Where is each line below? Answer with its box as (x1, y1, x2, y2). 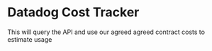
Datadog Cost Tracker (7, 4, 140, 21)
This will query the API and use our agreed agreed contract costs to (7, 28, 206, 36)
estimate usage (7, 35, 52, 43)
